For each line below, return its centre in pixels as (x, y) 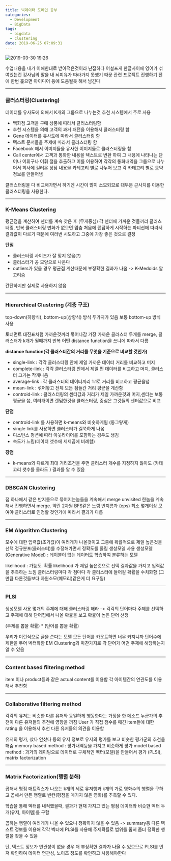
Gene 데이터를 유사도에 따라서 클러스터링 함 (56, 136)
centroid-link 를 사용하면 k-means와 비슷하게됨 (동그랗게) (71, 422)
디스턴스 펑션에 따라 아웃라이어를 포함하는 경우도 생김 (66, 435)
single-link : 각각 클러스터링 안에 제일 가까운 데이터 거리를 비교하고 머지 (84, 362)
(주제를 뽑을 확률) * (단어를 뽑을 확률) (42, 625)
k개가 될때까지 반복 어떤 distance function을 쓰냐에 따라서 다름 (86, 341)
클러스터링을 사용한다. (27, 191)
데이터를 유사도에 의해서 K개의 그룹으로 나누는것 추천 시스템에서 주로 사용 (78, 112)
